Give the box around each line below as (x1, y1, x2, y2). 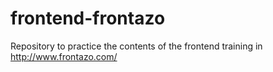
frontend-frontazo (10, 7, 166, 30)
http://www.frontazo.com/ (10, 50, 118, 62)
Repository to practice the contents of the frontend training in (10, 40, 263, 52)
